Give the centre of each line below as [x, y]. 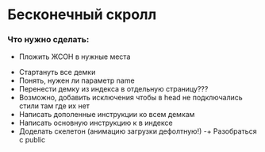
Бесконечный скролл [82, 15]
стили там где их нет [54, 106]
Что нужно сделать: [48, 40]
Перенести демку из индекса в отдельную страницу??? [113, 89]
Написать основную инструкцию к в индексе [96, 123]
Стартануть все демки [57, 72]
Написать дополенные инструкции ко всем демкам [107, 115]
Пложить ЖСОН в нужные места [75, 57]
